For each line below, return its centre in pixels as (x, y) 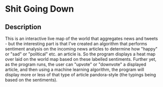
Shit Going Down (40, 9)
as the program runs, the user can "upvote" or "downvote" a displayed (76, 64)
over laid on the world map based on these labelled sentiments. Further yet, (81, 59)
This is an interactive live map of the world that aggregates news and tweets (81, 38)
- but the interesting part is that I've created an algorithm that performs (76, 44)
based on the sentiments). (31, 80)
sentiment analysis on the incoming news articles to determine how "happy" (81, 49)
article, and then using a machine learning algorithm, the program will (75, 70)
